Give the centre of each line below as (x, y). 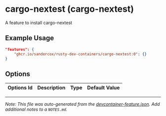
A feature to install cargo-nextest (39, 23)
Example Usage (30, 38)
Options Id (20, 88)
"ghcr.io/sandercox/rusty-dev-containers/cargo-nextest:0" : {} (81, 54)
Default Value (104, 88)
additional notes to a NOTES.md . (36, 110)
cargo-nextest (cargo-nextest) (70, 9)
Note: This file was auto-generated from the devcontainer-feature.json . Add (83, 104)
